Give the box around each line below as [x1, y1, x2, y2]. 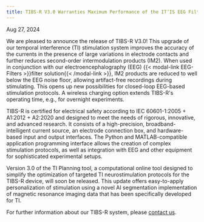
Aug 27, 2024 [6, 26, 40, 33]
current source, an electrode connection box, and [32, 127, 157, 134]
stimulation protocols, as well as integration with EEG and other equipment [6, 146, 192, 153]
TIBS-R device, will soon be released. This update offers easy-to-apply [6, 177, 184, 184]
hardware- [157, 127, 184, 134]
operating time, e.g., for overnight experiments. [6, 95, 124, 103]
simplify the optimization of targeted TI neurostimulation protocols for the [6, 171, 189, 178]
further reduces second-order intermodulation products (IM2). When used [6, 57, 192, 64]
